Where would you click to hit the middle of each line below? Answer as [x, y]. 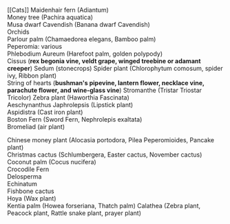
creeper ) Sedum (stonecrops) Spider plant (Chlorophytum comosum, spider [115, 68]
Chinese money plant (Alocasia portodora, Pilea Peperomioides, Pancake [111, 140]
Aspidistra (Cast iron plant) [45, 112]
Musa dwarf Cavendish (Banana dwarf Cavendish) [79, 24]
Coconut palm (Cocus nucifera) [52, 162]
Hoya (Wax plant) [32, 198]
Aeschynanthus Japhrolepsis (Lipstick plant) [70, 105]
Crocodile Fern [28, 169]
